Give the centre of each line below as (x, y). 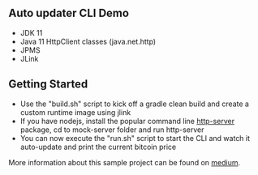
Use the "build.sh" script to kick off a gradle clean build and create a (135, 104)
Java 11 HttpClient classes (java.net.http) (88, 41)
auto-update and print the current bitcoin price (98, 147)
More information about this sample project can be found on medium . (125, 162)
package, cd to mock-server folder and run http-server (112, 130)
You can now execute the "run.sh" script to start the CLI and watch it (135, 138)
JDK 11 (31, 32)
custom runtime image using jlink (75, 112)
